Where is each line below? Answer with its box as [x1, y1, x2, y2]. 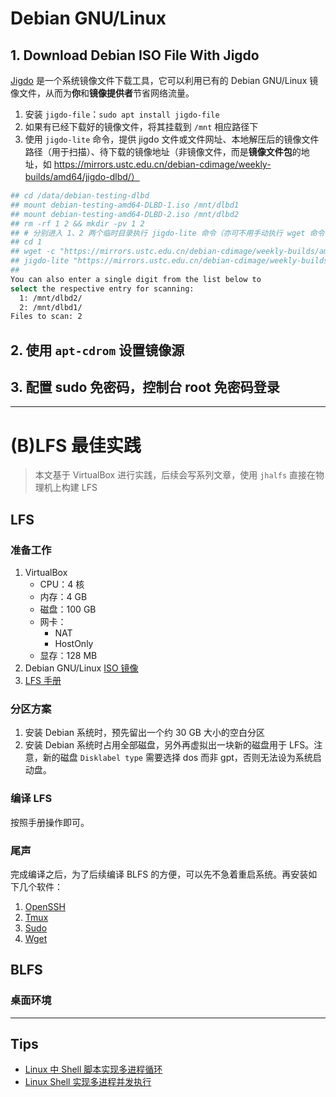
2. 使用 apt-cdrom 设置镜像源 [10, 342, 185, 359]
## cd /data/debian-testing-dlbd [10, 191, 150, 201]
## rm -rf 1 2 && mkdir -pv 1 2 [10, 218, 145, 229]
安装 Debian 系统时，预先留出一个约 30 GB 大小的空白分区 [24, 727, 265, 739]
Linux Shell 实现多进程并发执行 [24, 1076, 152, 1088]
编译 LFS [10, 792, 53, 806]
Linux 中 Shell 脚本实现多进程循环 [24, 1063, 163, 1076]
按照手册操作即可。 [10, 816, 90, 828]
